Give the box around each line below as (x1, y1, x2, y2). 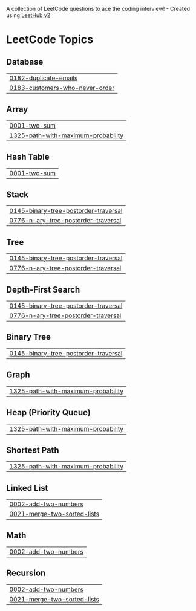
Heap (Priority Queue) (6, 407, 91, 418)
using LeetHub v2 (6, 11, 51, 19)
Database (6, 57, 44, 67)
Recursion (6, 568, 46, 578)
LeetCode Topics (6, 33, 94, 47)
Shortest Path (6, 445, 59, 455)
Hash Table (6, 152, 50, 162)
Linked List (6, 483, 48, 493)
